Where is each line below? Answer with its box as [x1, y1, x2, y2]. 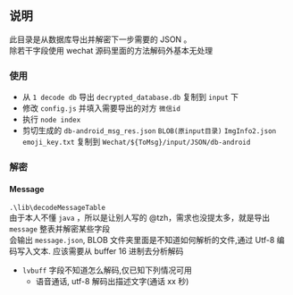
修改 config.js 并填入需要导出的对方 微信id [21, 103, 181, 114]
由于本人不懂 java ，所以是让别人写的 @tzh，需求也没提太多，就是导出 [9, 213, 271, 223]
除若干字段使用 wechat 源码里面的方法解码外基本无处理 [9, 45, 213, 55]
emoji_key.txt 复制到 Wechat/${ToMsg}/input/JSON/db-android [21, 137, 251, 147]
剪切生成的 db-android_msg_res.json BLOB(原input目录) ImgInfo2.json [21, 125, 277, 136]
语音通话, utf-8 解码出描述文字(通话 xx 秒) [35, 276, 189, 287]
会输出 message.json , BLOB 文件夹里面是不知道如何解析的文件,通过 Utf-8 [9, 235, 275, 246]
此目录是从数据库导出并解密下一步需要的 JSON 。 [9, 34, 192, 45]
